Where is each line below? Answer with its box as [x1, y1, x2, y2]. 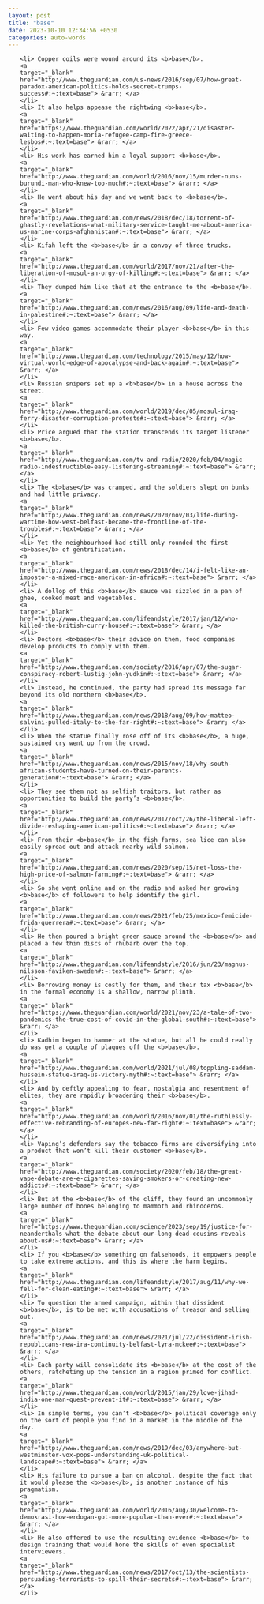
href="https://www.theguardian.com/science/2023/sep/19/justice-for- [19, 1223, 254, 1231]
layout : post [8, 11, 51, 20]
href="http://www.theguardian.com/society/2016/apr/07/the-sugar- [19, 663, 243, 671]
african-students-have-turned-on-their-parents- [19, 767, 183, 775]
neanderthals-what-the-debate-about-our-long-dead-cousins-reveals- [19, 1230, 250, 1238]
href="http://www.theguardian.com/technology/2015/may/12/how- [19, 352, 232, 360]
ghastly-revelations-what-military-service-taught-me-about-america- [19, 221, 254, 229]
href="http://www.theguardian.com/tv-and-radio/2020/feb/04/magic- [19, 456, 246, 464]
